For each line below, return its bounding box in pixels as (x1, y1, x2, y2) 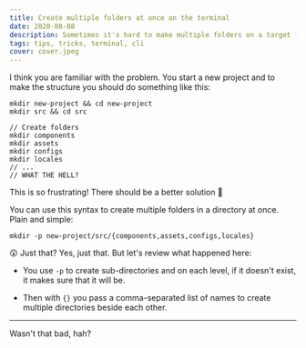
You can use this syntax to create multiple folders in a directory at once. (9, 204, 280, 215)
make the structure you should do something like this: (9, 82, 211, 93)
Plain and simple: (9, 214, 74, 225)
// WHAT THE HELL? (9, 171, 79, 180)
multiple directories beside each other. (22, 302, 168, 313)
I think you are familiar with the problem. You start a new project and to (9, 72, 276, 83)
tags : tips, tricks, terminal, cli (9, 38, 145, 48)
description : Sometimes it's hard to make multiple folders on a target (9, 30, 291, 39)
